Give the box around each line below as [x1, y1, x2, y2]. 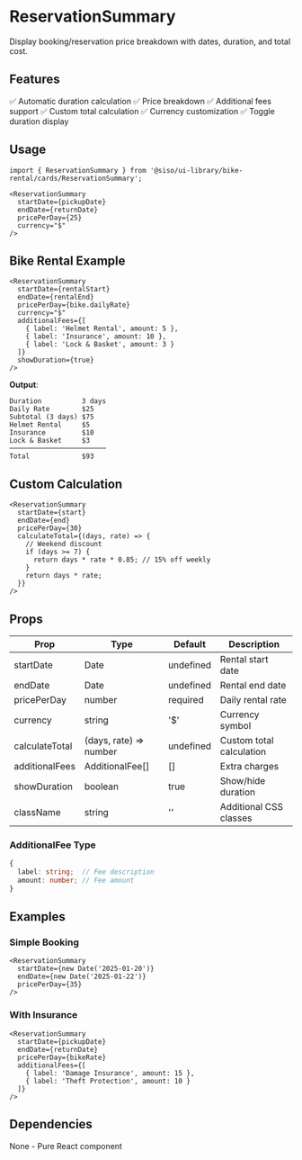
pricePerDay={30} [17, 524, 83, 533]
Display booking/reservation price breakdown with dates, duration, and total [9, 36, 291, 47]
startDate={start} [17, 508, 87, 517]
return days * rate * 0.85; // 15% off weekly [32, 555, 211, 564]
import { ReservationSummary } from [9, 166, 147, 175]
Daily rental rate [219, 694, 288, 706]
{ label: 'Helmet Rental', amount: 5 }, [25, 324, 179, 334]
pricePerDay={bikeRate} [17, 1053, 106, 1062]
